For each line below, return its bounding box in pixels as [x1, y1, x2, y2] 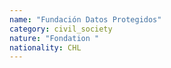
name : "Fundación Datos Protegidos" [9, 14, 162, 25]
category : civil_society [9, 24, 113, 34]
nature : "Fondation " [9, 33, 100, 43]
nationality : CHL [9, 42, 82, 53]
